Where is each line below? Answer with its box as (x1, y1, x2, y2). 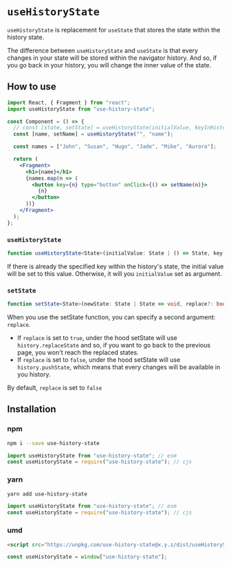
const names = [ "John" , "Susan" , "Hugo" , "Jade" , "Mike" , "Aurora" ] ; (13, 143, 217, 150)
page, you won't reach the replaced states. (16, 348, 139, 356)
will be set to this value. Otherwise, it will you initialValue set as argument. (7, 269, 222, 277)
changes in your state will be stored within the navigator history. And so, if (7, 54, 217, 62)
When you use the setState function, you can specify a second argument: (7, 312, 216, 321)
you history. (16, 370, 51, 378)
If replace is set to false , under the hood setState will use (16, 355, 181, 363)
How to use (7, 81, 56, 93)
